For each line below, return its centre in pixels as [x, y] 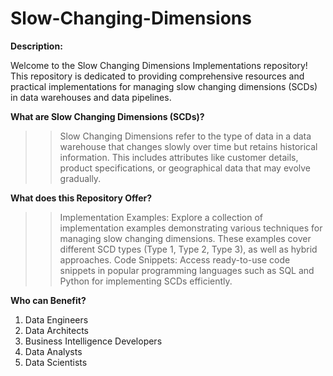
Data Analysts [53, 351]
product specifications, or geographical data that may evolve [185, 168]
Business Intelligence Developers [93, 341]
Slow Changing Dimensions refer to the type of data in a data [185, 136]
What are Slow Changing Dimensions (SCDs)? [107, 116]
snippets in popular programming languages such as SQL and [187, 270]
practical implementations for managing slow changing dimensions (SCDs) [164, 86]
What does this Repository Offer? [81, 198]
